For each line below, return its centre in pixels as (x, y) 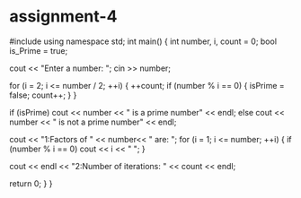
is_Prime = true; (39, 50)
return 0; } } (31, 183)
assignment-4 (63, 17)
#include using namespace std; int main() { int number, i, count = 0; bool (143, 41)
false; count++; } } (43, 95)
